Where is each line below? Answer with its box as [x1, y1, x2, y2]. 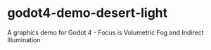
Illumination [7, 35, 41, 44]
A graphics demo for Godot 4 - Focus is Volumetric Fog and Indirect [7, 28, 204, 37]
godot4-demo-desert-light [7, 5, 168, 21]
